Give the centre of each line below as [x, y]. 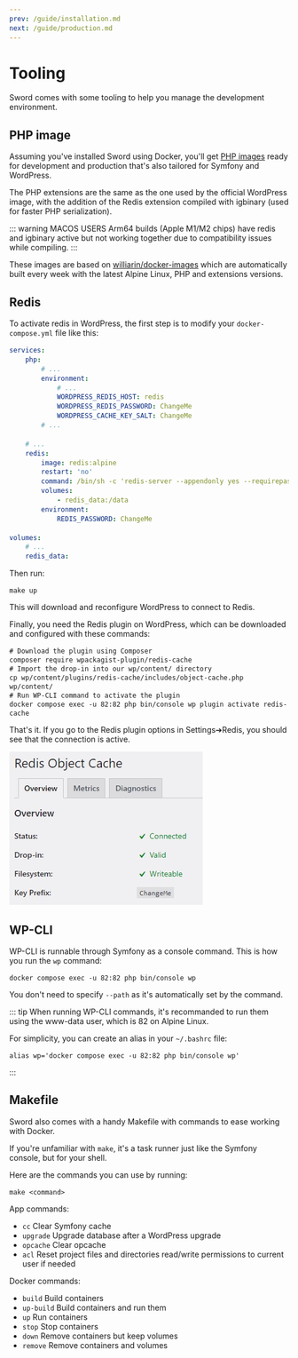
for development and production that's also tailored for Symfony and [134, 166]
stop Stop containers [60, 1326]
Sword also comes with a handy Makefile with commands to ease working [145, 1121]
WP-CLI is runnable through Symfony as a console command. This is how [143, 951]
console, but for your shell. [58, 1157]
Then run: [27, 574]
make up [24, 591]
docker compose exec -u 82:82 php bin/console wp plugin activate [134, 705]
